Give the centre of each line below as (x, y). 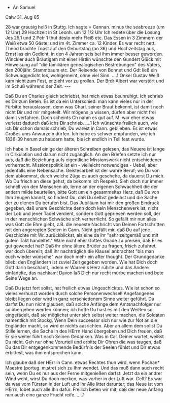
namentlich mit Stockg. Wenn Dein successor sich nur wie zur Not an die (81, 320)
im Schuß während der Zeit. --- (38, 86)
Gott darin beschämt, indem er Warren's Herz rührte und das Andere (77, 267)
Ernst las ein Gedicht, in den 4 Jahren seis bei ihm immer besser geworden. (84, 54)
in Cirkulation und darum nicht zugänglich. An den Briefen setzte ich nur (81, 154)
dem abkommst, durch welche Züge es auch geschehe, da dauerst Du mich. (85, 176)
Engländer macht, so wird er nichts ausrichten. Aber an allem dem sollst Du (84, 326)
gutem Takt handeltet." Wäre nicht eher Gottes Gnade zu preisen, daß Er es (84, 241)
